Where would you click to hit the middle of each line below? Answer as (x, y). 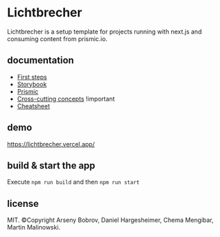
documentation (40, 61)
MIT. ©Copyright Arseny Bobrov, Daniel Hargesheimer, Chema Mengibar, (110, 220)
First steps (32, 77)
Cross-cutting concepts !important (66, 99)
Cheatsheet (33, 106)
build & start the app (51, 165)
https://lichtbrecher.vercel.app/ (51, 144)
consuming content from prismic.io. (57, 38)
